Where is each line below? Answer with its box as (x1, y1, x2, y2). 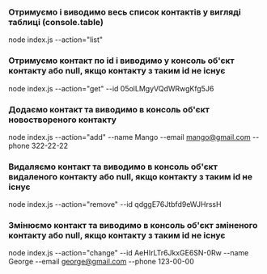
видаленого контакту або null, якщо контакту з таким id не (8, 171, 253, 182)
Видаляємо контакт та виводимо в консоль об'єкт (8, 161, 218, 172)
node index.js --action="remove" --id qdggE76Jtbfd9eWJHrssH (8, 200, 222, 209)
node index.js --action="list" (8, 35, 104, 44)
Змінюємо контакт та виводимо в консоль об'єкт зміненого (8, 220, 258, 231)
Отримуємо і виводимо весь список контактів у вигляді (8, 6, 241, 18)
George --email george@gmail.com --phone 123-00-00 (8, 257, 194, 267)
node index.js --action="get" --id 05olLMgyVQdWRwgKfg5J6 (8, 83, 214, 93)
